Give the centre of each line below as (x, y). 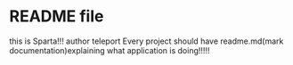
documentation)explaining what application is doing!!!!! (110, 50)
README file (57, 16)
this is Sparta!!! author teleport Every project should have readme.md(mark (146, 41)
